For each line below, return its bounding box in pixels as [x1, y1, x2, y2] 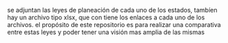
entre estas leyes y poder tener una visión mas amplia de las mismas [7, 28, 205, 36]
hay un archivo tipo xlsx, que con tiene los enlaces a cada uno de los [7, 13, 205, 21]
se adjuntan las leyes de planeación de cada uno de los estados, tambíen [7, 6, 218, 14]
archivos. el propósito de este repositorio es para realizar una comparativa [7, 21, 221, 28]
